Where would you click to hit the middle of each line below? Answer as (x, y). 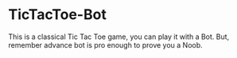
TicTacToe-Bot (58, 15)
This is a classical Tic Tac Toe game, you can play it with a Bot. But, (119, 37)
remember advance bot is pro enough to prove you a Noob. (105, 44)
